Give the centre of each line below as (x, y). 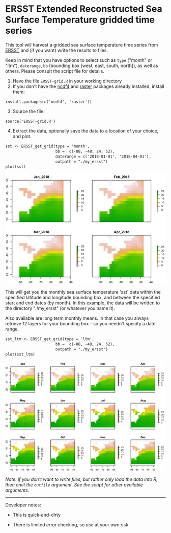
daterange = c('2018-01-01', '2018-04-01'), (103, 157)
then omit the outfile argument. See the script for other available (74, 485)
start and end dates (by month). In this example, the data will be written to (83, 303)
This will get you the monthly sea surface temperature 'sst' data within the (83, 292)
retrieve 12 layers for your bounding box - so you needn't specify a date (80, 323)
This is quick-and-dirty (37, 515)
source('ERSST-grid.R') (31, 121)
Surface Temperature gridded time (80, 20)
